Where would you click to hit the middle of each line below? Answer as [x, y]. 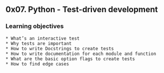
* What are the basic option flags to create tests [70, 59]
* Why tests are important [39, 43]
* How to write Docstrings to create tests [60, 48]
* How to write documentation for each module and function [81, 54]
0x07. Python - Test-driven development [82, 10]
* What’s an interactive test [43, 38]
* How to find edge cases [37, 64]
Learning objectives [35, 26]
